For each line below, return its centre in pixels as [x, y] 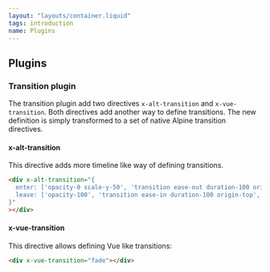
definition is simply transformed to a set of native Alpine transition [117, 120]
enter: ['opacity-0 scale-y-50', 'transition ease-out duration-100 [133, 188]
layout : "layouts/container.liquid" [70, 16]
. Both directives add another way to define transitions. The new [150, 112]
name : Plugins [32, 30]
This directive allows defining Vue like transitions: [90, 246]
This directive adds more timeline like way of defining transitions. [116, 165]
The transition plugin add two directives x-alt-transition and [111, 104]
